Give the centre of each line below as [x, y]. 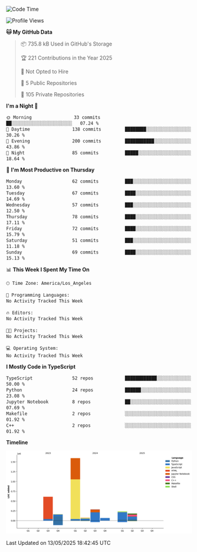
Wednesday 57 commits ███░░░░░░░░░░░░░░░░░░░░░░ [99, 205]
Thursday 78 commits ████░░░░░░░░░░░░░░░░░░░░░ [99, 217]
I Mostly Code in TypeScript [41, 367]
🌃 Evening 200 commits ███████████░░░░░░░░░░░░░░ [99, 141]
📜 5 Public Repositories [49, 83]
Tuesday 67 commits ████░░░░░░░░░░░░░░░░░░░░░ [99, 193]
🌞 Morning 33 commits [53, 118]
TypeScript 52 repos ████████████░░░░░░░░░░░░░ [99, 378]
